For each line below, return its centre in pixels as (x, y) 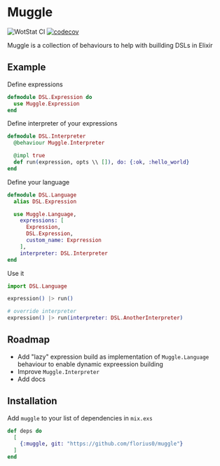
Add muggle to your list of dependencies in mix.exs (80, 418)
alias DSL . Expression (45, 201)
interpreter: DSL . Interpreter (64, 253)
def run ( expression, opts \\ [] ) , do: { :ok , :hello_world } (102, 162)
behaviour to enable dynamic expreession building (90, 364)
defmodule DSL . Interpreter (47, 137)
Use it (16, 273)
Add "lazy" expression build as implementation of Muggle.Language (113, 357)
